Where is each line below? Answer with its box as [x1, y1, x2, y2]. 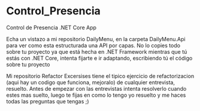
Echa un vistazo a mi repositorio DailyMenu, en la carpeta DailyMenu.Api [6, 35, 186, 42]
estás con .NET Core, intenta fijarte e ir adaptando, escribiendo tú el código [6, 54, 193, 61]
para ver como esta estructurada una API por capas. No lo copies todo [6, 42, 181, 49]
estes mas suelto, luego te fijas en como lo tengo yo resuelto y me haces [6, 91, 186, 98]
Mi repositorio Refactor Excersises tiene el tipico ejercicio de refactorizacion [6, 72, 195, 79]
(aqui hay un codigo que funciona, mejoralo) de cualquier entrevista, [6, 79, 175, 86]
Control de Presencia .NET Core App [6, 24, 97, 31]
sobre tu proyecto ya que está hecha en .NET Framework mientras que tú [6, 48, 187, 55]
